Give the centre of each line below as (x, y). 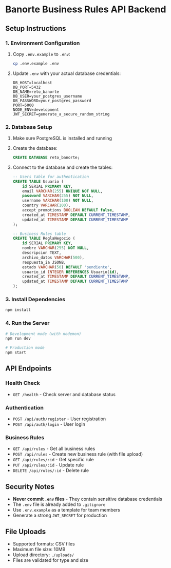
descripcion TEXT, (42, 253)
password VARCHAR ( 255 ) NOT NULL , (58, 196)
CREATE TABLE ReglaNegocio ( (44, 239)
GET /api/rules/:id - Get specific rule (53, 460)
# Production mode (25, 348)
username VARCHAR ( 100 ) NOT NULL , (58, 201)
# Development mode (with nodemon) (43, 334)
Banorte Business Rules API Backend (86, 9)
